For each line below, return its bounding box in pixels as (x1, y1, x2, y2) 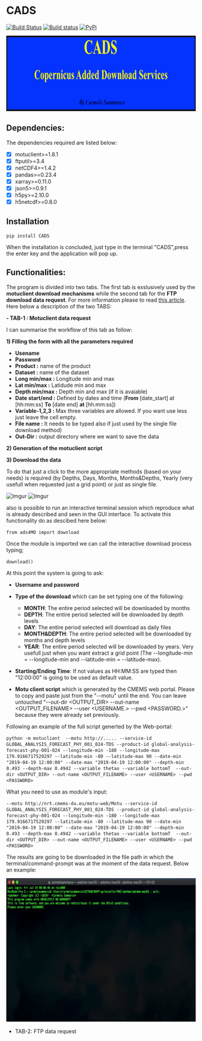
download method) (14, 426, 62, 433)
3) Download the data (6, 456, 61, 463)
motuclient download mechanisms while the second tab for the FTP (6, 290, 177, 297)
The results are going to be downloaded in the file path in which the (6, 853, 174, 861)
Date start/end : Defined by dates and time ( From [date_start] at (14, 394, 174, 401)
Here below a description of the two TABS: (6, 302, 112, 310)
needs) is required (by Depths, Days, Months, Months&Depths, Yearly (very (6, 474, 193, 482)
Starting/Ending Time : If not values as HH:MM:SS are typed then (14, 667, 177, 675)
